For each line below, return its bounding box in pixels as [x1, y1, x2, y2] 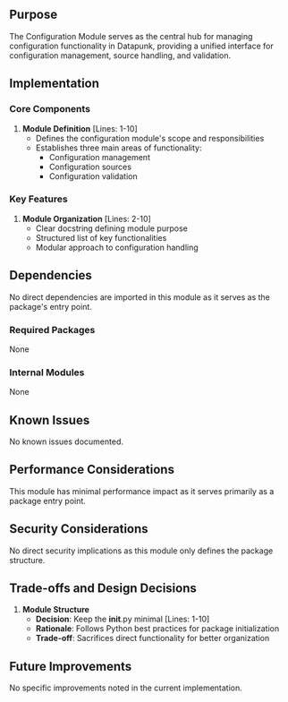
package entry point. [9, 495, 87, 506]
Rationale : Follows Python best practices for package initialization [35, 623, 280, 634]
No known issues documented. [9, 436, 123, 447]
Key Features [9, 193, 69, 205]
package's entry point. [9, 301, 92, 312]
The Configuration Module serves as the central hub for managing [9, 30, 253, 41]
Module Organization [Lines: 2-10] [21, 213, 152, 224]
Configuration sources [48, 161, 132, 172]
